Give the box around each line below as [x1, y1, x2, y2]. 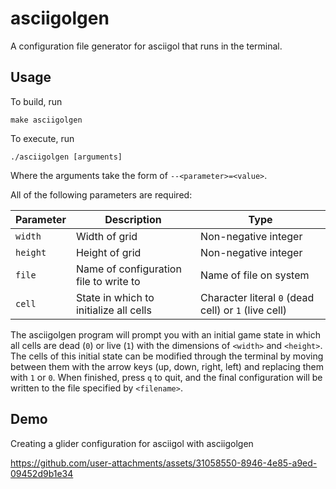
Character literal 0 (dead [200, 290, 315, 304]
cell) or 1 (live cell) [200, 303, 288, 317]
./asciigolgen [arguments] [10, 152, 123, 162]
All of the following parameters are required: [10, 188, 193, 201]
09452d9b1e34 [10, 467, 74, 479]
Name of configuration [75, 262, 182, 276]
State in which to [75, 290, 155, 304]
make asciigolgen [10, 115, 83, 125]
